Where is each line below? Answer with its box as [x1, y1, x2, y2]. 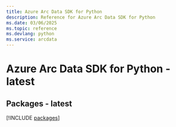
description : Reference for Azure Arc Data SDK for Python [6, 14, 156, 20]
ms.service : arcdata [6, 36, 58, 42]
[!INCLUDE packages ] [6, 114, 60, 121]
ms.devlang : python [6, 31, 55, 37]
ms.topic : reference [6, 25, 58, 32]
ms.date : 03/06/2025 [6, 20, 58, 26]
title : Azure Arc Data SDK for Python [6, 8, 102, 15]
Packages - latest [6, 98, 73, 109]
